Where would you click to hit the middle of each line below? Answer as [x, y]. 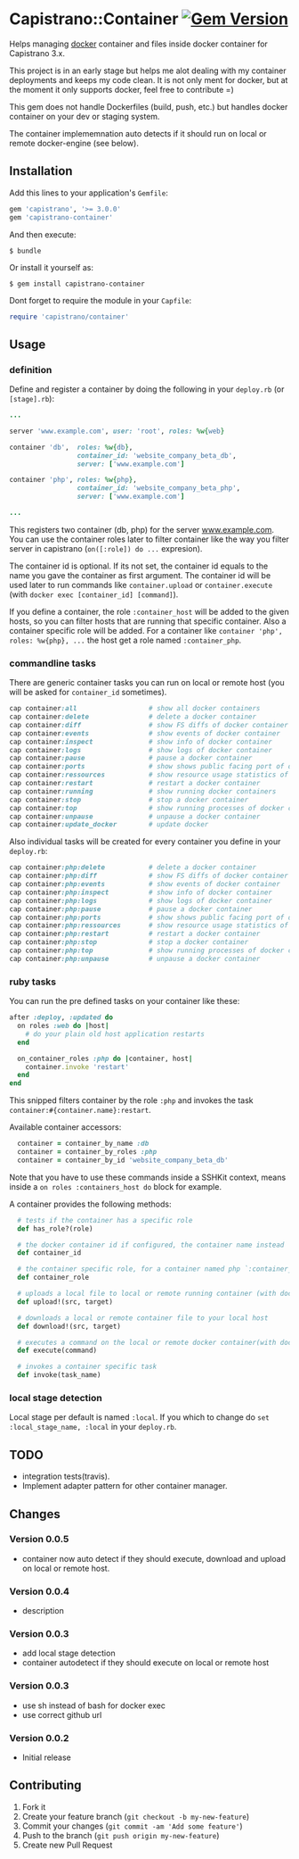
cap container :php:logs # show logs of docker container [141, 900]
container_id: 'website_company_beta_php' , [159, 488]
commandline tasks [53, 663]
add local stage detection [69, 1653]
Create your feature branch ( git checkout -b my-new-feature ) [136, 1816]
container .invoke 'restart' [77, 1066]
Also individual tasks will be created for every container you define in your [145, 842]
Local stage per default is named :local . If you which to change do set [139, 1417]
